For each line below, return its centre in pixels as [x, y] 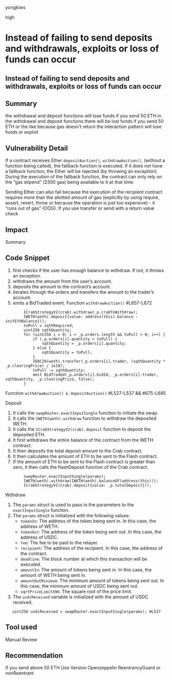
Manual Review [21, 639]
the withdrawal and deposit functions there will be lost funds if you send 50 [85, 121]
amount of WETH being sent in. [53, 575]
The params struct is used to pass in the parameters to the [73, 505]
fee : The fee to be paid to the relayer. [59, 542]
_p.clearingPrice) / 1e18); [35, 366]
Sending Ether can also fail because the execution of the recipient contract [84, 192]
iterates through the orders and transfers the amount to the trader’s [83, 292]
